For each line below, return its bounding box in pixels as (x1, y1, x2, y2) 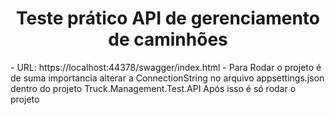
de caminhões (108, 28, 228, 51)
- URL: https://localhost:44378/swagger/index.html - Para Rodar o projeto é (10, 61, 322, 73)
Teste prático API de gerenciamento (15, 7, 321, 30)
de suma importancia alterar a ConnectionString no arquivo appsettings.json (10, 72, 325, 84)
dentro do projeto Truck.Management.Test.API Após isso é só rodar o (10, 82, 297, 94)
